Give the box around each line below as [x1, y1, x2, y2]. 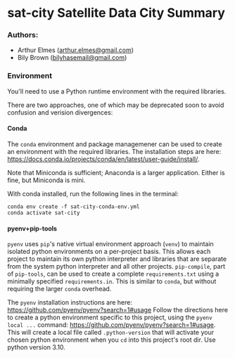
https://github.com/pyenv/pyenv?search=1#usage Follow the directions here [7, 306, 229, 314]
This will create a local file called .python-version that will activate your [7, 328, 215, 337]
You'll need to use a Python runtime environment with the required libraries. [7, 87, 227, 96]
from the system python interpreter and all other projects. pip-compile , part [7, 262, 225, 271]
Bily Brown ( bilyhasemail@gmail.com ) [17, 53, 127, 62]
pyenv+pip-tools [7, 224, 58, 233]
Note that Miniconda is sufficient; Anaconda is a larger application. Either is [7, 168, 225, 177]
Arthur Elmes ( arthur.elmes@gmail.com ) [17, 46, 134, 54]
